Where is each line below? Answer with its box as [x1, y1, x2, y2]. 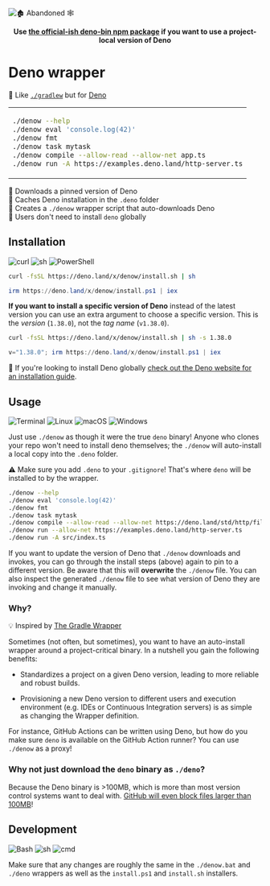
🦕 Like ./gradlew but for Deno [8, 89, 107, 100]
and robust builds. [19, 678, 80, 688]
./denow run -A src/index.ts [8, 534, 106, 542]
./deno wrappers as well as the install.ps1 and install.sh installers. [8, 868, 239, 878]
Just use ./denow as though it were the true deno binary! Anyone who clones [8, 432, 260, 441]
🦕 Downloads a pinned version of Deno [8, 186, 138, 196]
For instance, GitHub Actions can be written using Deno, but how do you [8, 727, 248, 736]
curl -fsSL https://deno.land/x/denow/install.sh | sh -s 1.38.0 [8, 334, 231, 342]
